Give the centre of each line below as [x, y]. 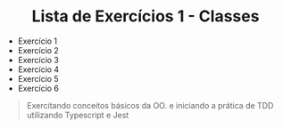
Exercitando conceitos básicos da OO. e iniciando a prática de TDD [150, 105]
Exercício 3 [38, 60]
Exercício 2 [38, 50]
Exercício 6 [38, 88]
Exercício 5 [38, 78]
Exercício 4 [38, 69]
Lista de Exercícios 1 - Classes [146, 16]
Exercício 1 [37, 41]
